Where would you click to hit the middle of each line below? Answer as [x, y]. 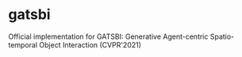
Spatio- [222, 36]
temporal [23, 44]
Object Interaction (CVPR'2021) [90, 44]
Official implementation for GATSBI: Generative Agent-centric [108, 36]
